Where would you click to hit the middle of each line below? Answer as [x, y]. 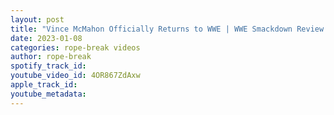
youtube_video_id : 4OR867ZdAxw [75, 76]
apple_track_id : [44, 85]
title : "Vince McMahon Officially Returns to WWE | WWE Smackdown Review [167, 29]
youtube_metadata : [48, 94]
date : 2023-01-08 [46, 38]
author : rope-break [51, 57]
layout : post [37, 19]
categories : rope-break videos [75, 47]
